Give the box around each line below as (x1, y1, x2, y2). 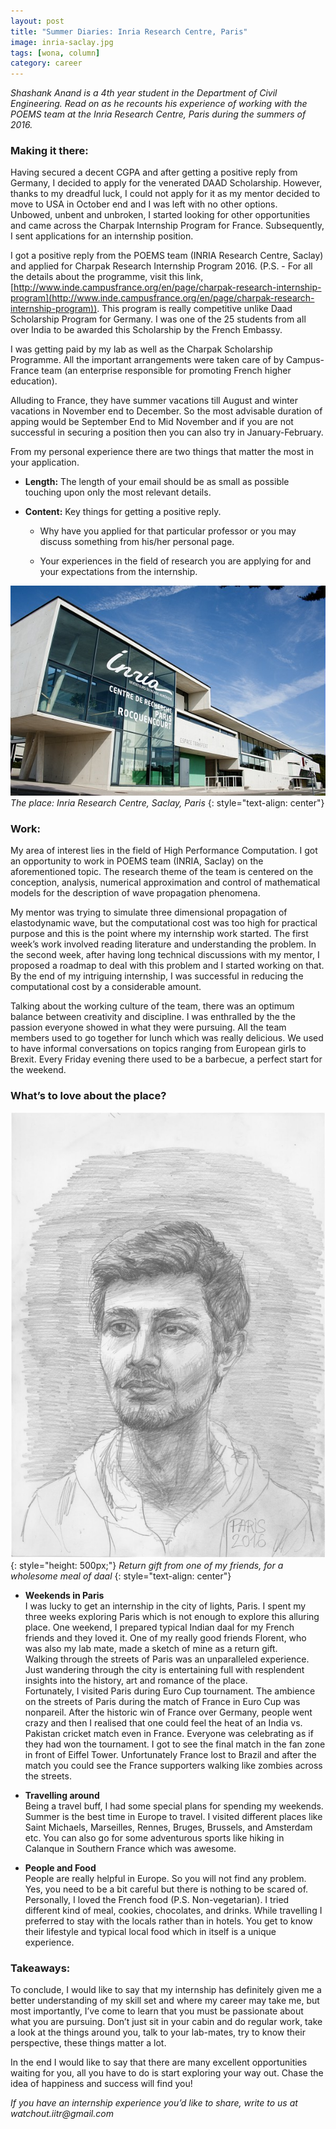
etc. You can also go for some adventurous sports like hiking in (24, 1831, 285, 1844)
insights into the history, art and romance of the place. (24, 1674, 248, 1686)
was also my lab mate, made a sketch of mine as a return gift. (24, 1642, 278, 1654)
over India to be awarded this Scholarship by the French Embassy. (10, 324, 283, 336)
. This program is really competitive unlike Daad (96, 303, 293, 315)
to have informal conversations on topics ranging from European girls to (10, 1042, 307, 1054)
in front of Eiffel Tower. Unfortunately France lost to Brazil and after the (24, 1748, 317, 1760)
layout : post (10, 16, 65, 26)
